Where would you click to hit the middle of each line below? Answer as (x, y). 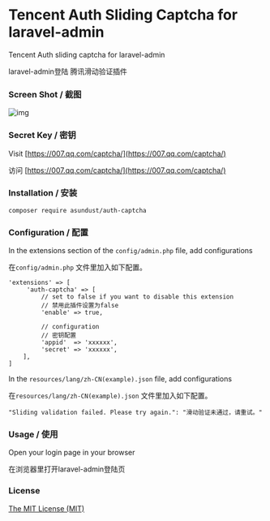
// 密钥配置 (59, 336)
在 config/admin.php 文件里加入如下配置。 (78, 267)
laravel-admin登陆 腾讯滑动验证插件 (68, 71)
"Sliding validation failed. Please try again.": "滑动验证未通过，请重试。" (135, 413)
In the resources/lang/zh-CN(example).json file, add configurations (120, 379)
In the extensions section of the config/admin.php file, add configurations (131, 251)
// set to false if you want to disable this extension (137, 297)
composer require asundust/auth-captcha (78, 210)
